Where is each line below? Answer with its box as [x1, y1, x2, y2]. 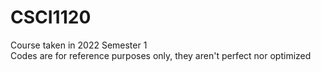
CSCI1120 [10, 6, 92, 29]
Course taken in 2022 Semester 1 [10, 39, 148, 51]
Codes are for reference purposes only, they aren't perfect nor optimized [10, 49, 312, 61]
